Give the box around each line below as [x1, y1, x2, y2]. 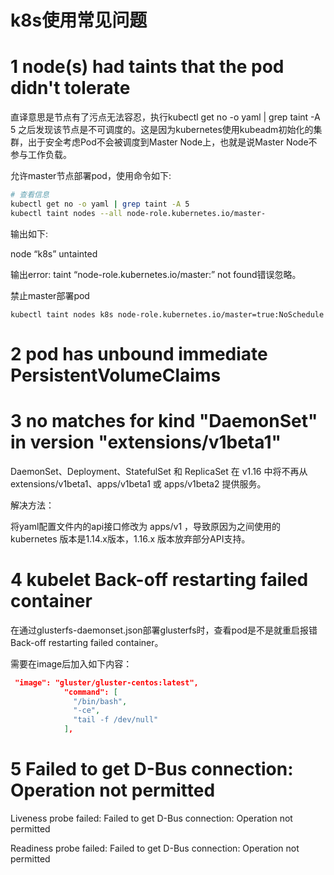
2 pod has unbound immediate [10, 342, 268, 365]
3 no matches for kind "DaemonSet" [10, 410, 318, 433]
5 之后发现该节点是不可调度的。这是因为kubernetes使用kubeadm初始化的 [10, 124, 314, 136]
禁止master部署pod [10, 289, 90, 301]
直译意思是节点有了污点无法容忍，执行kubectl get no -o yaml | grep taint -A [10, 111, 321, 123]
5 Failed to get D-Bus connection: [10, 758, 294, 781]
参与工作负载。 [10, 149, 72, 161]
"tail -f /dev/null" [73, 715, 159, 725]
